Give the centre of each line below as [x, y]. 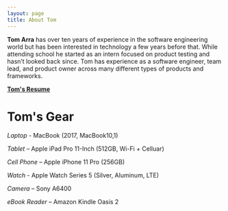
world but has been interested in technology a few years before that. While [112, 47]
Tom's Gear [40, 116]
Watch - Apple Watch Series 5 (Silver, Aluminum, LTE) [83, 175]
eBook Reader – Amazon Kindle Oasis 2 [63, 202]
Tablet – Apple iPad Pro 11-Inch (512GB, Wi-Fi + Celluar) [86, 149]
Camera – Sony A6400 [39, 188]
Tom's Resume [29, 89]
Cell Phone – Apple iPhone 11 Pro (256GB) [66, 162]
